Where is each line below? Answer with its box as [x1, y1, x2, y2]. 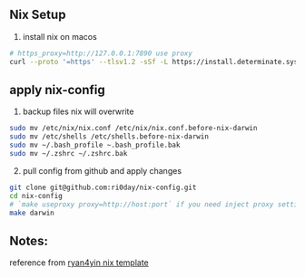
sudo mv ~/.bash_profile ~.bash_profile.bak [9, 140, 181, 150]
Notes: [9, 233, 48, 248]
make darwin [9, 208, 54, 217]
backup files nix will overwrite [22, 106, 134, 117]
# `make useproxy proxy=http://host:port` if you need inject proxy [9, 199, 274, 209]
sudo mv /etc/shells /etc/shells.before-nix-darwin [9, 132, 209, 141]
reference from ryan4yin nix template [9, 257, 150, 268]
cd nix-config [9, 191, 64, 200]
